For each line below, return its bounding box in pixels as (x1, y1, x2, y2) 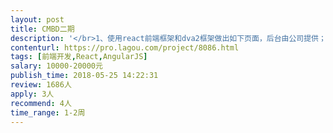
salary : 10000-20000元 (10, 61, 103, 71)
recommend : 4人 (10, 98, 72, 108)
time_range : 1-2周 (10, 107, 86, 118)
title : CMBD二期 (10, 24, 75, 34)
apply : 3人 (10, 89, 55, 99)
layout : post (10, 14, 65, 25)
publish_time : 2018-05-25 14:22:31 (10, 71, 159, 81)
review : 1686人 (10, 80, 72, 90)
